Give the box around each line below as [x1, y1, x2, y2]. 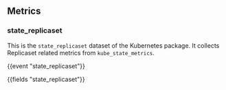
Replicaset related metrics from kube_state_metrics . [7, 48, 155, 57]
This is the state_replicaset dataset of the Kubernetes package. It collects [7, 41, 220, 50]
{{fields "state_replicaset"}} [7, 75, 85, 83]
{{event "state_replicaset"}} [7, 61, 86, 70]
